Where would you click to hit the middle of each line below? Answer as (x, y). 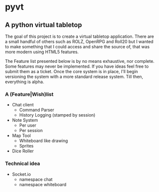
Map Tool (21, 136)
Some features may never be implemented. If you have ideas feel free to (77, 66)
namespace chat (36, 179)
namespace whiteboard (43, 184)
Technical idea (22, 163)
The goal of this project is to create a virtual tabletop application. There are (79, 36)
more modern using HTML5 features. (42, 52)
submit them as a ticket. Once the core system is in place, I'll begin (72, 71)
